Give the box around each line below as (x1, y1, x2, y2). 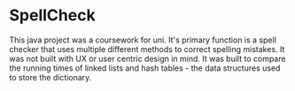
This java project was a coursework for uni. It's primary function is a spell (9, 34, 277, 45)
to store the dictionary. (9, 72, 92, 82)
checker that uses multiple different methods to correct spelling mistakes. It (9, 43, 285, 54)
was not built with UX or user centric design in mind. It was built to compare (9, 53, 286, 64)
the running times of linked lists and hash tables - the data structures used (9, 63, 281, 73)
